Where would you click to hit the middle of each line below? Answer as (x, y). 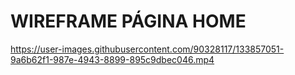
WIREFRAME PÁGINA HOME (128, 21)
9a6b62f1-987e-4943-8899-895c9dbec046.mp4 (112, 59)
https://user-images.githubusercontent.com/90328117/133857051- (147, 49)
